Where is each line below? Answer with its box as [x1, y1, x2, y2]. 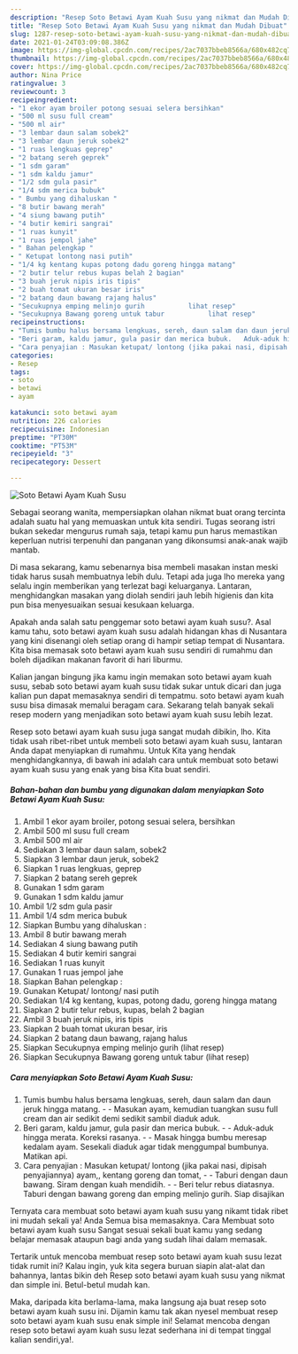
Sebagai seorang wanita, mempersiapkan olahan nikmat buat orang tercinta [10, 507, 286, 517]
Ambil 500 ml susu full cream [22, 826, 130, 836]
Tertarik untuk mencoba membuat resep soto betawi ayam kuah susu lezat [10, 1251, 282, 1262]
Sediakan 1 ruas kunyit [22, 957, 105, 967]
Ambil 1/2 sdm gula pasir [22, 901, 113, 912]
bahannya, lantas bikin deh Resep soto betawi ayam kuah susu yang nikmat [10, 1270, 286, 1280]
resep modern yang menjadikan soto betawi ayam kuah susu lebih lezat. [10, 709, 273, 719]
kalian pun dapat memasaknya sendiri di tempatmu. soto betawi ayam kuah [10, 691, 285, 700]
